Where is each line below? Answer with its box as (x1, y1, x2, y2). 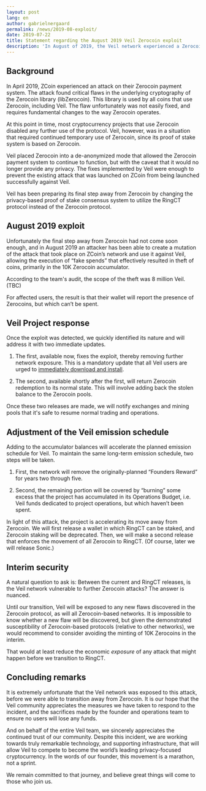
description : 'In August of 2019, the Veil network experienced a (6, 44, 180, 50)
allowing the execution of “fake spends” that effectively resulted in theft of (6, 256, 194, 264)
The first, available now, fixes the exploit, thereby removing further (15, 353, 184, 360)
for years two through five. (15, 474, 83, 482)
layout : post (6, 9, 40, 15)
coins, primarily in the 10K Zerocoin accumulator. (6, 263, 130, 270)
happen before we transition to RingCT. (6, 654, 106, 661)
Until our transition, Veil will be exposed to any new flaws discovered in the (6, 603, 196, 610)
